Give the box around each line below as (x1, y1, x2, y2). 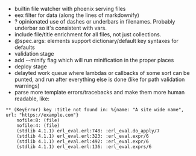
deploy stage (14, 63, 48, 70)
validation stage (14, 50, 54, 57)
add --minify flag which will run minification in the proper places (14, 57, 174, 63)
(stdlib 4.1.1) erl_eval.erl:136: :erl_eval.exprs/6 (16, 144, 152, 150)
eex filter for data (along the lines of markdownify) (14, 11, 140, 19)
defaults (14, 44, 36, 51)
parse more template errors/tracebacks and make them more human (14, 89, 185, 96)
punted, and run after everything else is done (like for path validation (14, 76, 185, 83)
